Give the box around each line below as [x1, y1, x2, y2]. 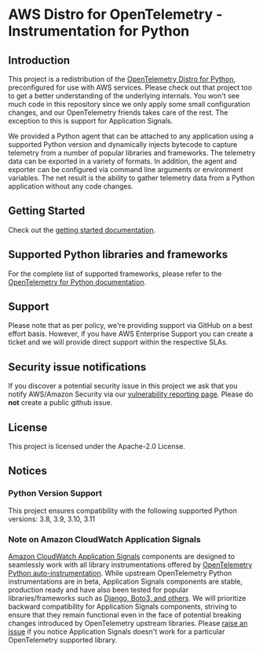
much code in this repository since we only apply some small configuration [8, 100, 250, 109]
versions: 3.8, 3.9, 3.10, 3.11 [8, 514, 96, 524]
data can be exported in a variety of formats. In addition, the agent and [8, 157, 237, 166]
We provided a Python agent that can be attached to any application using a [8, 131, 254, 141]
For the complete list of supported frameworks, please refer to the [8, 269, 222, 278]
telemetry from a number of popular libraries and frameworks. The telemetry [8, 148, 256, 157]
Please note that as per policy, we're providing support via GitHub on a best [8, 321, 253, 330]
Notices [8, 464, 47, 477]
